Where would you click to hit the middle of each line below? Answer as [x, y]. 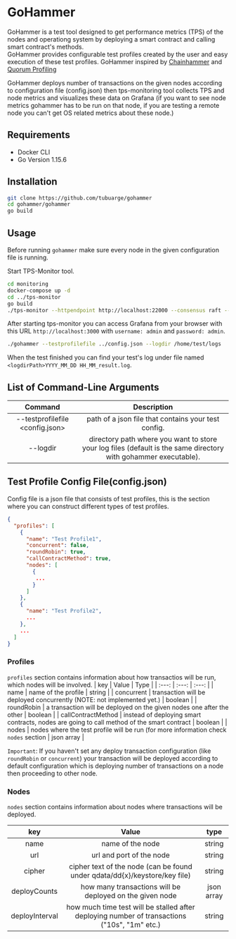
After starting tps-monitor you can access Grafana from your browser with [115, 324]
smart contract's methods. [46, 47]
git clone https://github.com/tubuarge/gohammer [80, 198]
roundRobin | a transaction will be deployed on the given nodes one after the [118, 707]
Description [153, 407]
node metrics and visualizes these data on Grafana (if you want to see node [117, 98]
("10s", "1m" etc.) [131, 924]
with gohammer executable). [153, 457]
